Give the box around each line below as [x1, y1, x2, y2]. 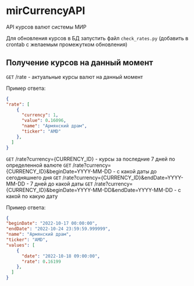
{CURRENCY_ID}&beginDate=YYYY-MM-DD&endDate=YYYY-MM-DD [6, 186, 173, 193]
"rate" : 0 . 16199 [21, 259, 61, 264]
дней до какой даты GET [34, 180, 93, 187]
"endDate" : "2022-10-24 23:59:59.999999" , [6, 226, 111, 232]
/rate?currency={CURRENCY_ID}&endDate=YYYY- [62, 174, 184, 181]
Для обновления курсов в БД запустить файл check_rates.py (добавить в [6, 34, 189, 41]
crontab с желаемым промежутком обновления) [6, 41, 128, 48]
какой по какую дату [6, 193, 58, 200]
